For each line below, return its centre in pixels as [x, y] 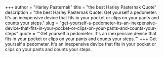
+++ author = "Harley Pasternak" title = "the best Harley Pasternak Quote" [81, 7]
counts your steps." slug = [32, 23]
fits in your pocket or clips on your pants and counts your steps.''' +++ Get [81, 39]
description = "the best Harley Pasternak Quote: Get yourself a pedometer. [81, 12]
